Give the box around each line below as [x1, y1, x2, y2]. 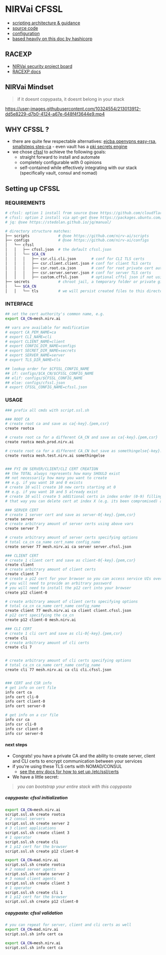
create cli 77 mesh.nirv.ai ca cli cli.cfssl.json [5, 667, 112, 672]
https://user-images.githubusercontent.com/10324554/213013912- [5, 106, 141, 112]
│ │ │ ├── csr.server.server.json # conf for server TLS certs [5, 270, 152, 275]
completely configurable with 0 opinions [19, 160, 102, 166]
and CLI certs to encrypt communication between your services [12, 758, 142, 764]
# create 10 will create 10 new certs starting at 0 [5, 485, 116, 490]
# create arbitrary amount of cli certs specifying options [5, 658, 132, 663]
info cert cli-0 [5, 694, 39, 700]
